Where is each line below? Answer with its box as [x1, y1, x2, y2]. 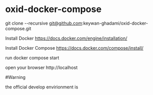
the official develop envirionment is [5, 84, 78, 90]
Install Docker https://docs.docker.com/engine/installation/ [5, 35, 128, 41]
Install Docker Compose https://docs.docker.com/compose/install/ [5, 45, 144, 51]
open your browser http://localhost [5, 64, 78, 70]
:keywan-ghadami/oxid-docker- [82, 20, 148, 26]
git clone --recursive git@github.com [5, 20, 82, 26]
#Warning [5, 74, 26, 80]
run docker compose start [5, 54, 60, 61]
